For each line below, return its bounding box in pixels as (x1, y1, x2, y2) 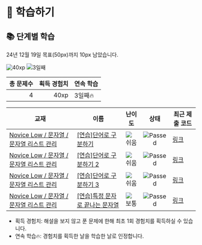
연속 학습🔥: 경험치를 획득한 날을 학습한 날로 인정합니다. (14, 232, 144, 240)
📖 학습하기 (6, 5, 55, 19)
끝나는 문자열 (84, 201, 119, 209)
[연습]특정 (76, 192, 104, 200)
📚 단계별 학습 (6, 31, 55, 42)
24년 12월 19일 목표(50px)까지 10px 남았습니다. (6, 51, 118, 58)
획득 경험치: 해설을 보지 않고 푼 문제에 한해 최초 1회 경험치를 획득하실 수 (14, 217, 182, 225)
